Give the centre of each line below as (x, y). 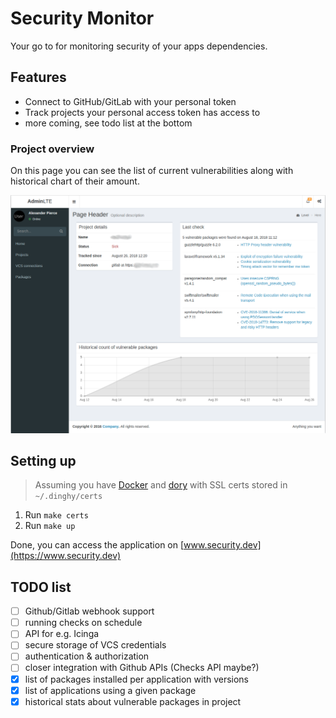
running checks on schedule (83, 623)
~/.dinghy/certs (68, 497)
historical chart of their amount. (75, 181)
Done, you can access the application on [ (97, 545)
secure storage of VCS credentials (95, 645)
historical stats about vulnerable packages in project (133, 701)
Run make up (50, 526)
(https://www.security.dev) (66, 556)
